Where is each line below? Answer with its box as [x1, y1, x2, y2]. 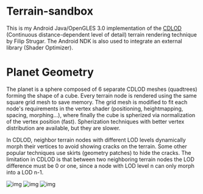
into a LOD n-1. [6, 168, 44, 176]
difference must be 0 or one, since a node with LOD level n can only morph [6, 162, 195, 169]
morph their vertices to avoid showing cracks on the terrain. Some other [6, 142, 188, 150]
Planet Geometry [6, 65, 94, 79]
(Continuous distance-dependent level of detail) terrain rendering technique [6, 31, 197, 38]
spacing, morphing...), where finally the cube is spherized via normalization [6, 111, 196, 118]
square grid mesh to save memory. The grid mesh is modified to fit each [6, 98, 188, 106]
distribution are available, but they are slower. [6, 124, 121, 132]
